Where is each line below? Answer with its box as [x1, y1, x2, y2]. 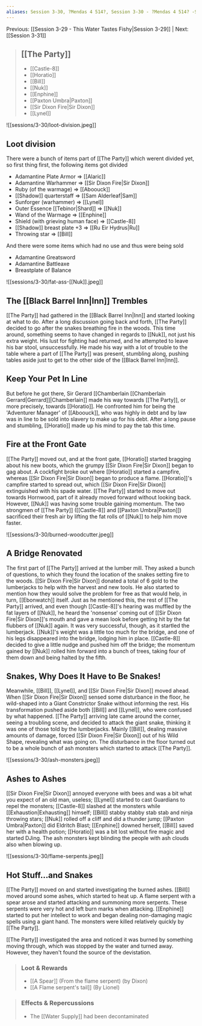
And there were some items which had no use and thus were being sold [6, 242, 184, 250]
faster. [6, 519, 22, 527]
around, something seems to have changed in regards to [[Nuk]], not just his [6, 331, 195, 338]
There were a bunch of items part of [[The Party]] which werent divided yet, [6, 155, 194, 162]
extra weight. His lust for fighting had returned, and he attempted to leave [6, 338, 188, 345]
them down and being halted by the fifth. [6, 654, 107, 661]
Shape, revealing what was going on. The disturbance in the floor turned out [6, 738, 195, 746]
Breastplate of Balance [14, 267, 72, 274]
